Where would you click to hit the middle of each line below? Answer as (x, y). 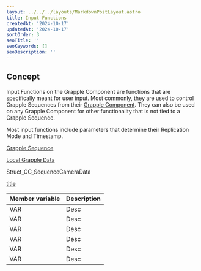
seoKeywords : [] (27, 47)
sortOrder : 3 (23, 35)
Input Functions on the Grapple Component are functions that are (89, 91)
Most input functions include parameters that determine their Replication (98, 129)
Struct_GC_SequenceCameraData (49, 172)
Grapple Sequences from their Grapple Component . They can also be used (101, 104)
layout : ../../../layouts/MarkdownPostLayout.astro (73, 12)
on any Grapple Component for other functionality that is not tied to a (93, 111)
